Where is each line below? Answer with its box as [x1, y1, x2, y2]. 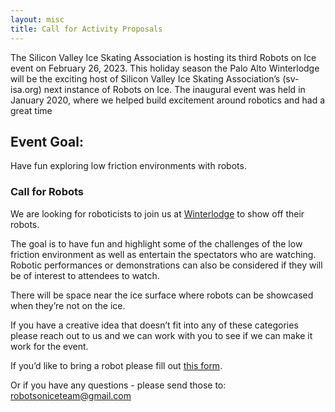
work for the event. [10, 340, 89, 352]
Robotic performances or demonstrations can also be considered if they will [10, 259, 323, 271]
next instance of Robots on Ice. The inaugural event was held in [43, 83, 306, 95]
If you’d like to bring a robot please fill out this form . [10, 359, 223, 371]
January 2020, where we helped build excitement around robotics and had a [10, 94, 326, 106]
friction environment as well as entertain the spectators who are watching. [10, 248, 317, 260]
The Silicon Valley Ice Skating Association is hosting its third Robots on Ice [10, 51, 317, 63]
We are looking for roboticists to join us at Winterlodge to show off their [10, 207, 305, 220]
